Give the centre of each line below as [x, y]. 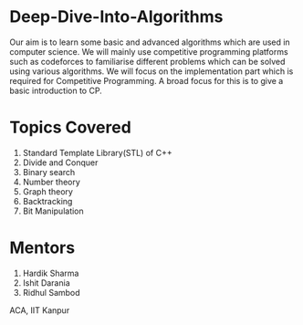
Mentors [42, 248]
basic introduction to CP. [56, 90]
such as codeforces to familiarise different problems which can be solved [147, 61]
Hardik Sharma [51, 273]
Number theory [51, 182]
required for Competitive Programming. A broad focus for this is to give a [146, 80]
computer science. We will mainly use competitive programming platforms [149, 51]
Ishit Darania [46, 283]
